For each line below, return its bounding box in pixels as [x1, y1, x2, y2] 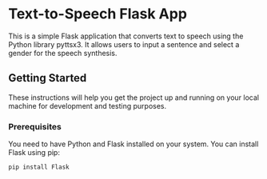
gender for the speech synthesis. [8, 48, 118, 58]
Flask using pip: [8, 148, 60, 157]
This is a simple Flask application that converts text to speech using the [8, 31, 244, 41]
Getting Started [8, 71, 87, 85]
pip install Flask [8, 163, 70, 172]
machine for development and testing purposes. [8, 101, 167, 110]
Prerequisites [8, 121, 62, 132]
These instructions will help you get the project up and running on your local [8, 93, 260, 102]
